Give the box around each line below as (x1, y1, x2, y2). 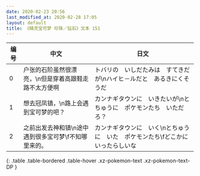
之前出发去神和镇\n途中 (23, 124, 89, 132)
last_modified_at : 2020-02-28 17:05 (6, 14, 97, 20)
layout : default (6, 20, 46, 26)
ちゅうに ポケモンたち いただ (94, 103, 185, 112)
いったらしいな (94, 142, 137, 150)
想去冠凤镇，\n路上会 (23, 99, 83, 108)
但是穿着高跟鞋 (40, 75, 83, 83)
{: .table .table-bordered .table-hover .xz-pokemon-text (6, 157, 143, 164)
